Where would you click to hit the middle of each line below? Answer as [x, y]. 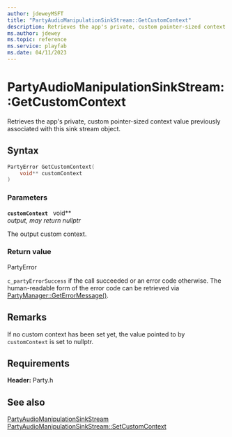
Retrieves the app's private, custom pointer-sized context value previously [114, 121]
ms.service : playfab [37, 46]
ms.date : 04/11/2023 [37, 53]
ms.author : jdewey [34, 33]
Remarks [27, 317]
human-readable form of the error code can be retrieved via [93, 288]
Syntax [23, 151]
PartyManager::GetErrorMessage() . [58, 295]
